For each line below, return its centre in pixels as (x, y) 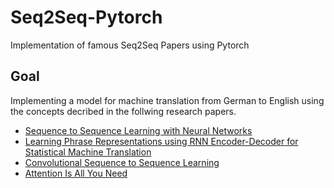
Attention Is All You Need (76, 173)
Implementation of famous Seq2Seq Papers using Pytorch (130, 45)
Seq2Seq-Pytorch (86, 17)
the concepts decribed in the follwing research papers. (123, 111)
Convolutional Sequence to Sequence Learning (122, 162)
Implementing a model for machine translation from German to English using (167, 100)
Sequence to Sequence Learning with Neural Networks (138, 130)
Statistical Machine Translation (88, 152)
